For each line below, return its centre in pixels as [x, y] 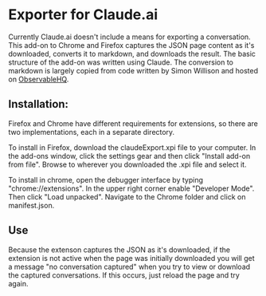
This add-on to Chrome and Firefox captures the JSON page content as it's [131, 45]
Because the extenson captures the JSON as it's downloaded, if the [119, 250]
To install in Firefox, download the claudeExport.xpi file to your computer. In [132, 147]
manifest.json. [31, 205]
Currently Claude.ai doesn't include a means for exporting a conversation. [129, 37]
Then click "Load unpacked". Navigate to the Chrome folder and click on [127, 196]
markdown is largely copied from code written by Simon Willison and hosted [133, 70]
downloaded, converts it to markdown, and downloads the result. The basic [132, 53]
